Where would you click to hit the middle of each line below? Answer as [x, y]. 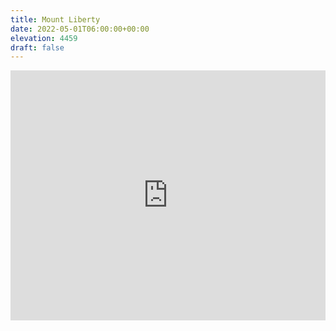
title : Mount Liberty [55, 19]
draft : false [37, 47]
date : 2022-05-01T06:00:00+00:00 [80, 29]
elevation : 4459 [44, 38]
